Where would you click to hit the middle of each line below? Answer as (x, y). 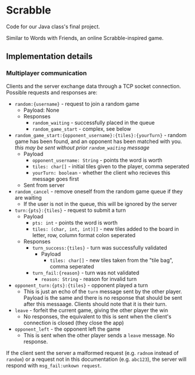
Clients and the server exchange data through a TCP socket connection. (94, 86)
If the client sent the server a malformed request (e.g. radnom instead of (92, 353)
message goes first (56, 179)
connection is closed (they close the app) (74, 323)
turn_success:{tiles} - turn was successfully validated (100, 247)
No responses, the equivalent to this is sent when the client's (97, 316)
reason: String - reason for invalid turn (89, 279)
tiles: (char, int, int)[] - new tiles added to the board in (105, 229)
